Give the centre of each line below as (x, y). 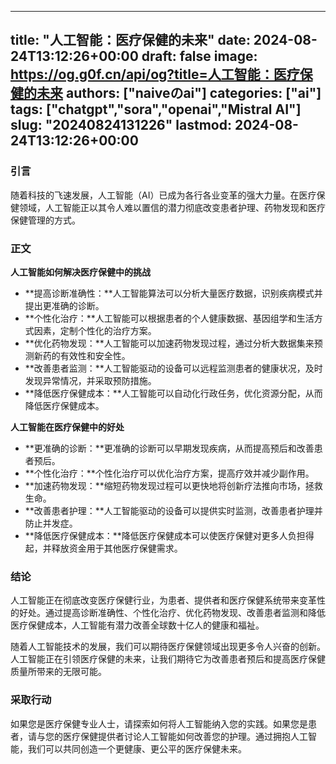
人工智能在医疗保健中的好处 (67, 427)
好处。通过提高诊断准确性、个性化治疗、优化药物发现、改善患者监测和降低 (172, 613)
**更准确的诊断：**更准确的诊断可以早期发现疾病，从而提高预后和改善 (169, 448)
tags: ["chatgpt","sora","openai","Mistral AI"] (156, 109)
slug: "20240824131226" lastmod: (121, 125)
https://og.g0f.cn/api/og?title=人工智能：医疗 (155, 74)
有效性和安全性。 (95, 355)
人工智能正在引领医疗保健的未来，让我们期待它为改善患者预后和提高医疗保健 (168, 659)
